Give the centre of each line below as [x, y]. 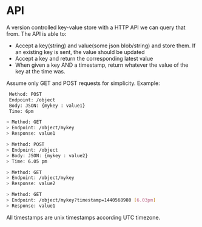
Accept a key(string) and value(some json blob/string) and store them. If [105, 46]
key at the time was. [40, 71]
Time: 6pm [21, 111]
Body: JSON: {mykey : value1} [47, 106]
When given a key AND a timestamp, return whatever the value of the [102, 65]
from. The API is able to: [36, 33]
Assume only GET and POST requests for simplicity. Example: [83, 83]
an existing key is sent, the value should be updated [80, 52]
